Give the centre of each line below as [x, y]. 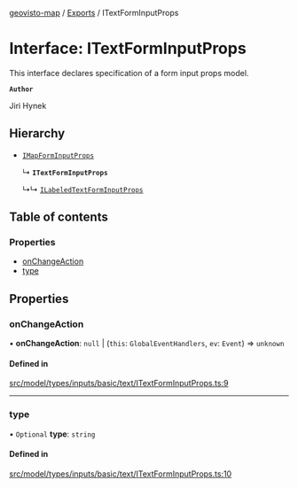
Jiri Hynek [28, 105]
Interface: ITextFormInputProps [128, 49]
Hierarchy [37, 133]
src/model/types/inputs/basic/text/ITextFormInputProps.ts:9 [119, 383]
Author [21, 89]
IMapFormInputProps [58, 155]
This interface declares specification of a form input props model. [129, 73]
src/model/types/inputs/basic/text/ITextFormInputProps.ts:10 [121, 474]
